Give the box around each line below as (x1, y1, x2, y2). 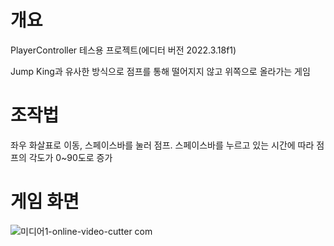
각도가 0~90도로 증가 (28, 151, 113, 163)
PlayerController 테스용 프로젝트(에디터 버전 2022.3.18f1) (10, 44, 237, 56)
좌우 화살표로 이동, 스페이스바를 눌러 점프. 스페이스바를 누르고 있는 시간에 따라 (10, 139, 315, 151)
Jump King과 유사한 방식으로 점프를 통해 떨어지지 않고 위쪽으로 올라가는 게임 (10, 65, 311, 77)
